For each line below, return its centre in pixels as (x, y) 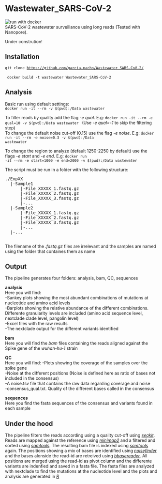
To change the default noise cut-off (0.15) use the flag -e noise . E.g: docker (80, 133)
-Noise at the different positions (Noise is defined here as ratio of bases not (80, 373)
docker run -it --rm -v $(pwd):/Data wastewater (55, 109)
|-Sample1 (22, 184)
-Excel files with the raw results (36, 324)
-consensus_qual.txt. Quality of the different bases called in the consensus (80, 389)
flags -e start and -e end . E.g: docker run (46, 156)
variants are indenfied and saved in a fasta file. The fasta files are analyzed (80, 466)
